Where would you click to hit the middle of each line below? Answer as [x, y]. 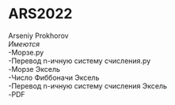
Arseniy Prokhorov [38, 36]
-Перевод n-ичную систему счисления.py [80, 61]
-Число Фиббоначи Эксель [54, 77]
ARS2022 [40, 14]
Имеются [24, 43]
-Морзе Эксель [34, 69]
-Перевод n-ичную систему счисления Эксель [88, 86]
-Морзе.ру [26, 52]
